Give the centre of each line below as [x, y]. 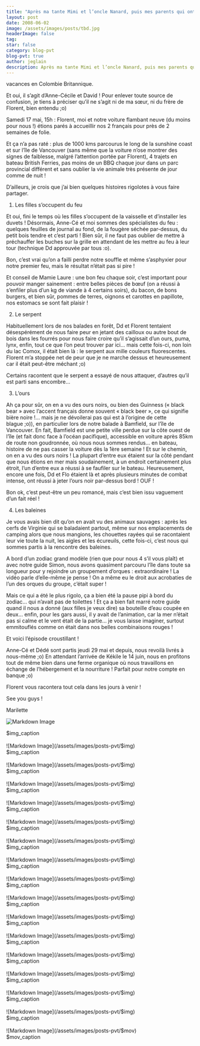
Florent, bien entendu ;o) [37, 108]
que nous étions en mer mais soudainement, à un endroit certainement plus [99, 462]
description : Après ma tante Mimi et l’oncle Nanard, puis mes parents [97, 67]
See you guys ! [24, 699]
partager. [17, 194]
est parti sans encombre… [38, 382]
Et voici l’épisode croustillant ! [43, 639]
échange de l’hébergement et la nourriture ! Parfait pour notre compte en [96, 669]
